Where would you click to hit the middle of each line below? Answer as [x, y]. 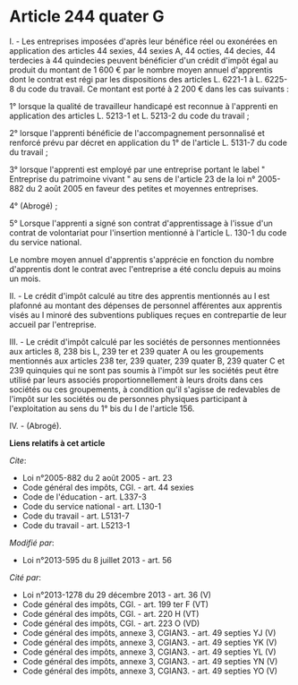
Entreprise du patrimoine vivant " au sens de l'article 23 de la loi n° [132, 179]
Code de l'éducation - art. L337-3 [85, 497]
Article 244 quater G [87, 17]
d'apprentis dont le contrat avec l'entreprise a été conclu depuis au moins [145, 269]
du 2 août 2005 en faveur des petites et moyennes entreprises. [142, 188]
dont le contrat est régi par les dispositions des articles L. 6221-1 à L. [136, 79]
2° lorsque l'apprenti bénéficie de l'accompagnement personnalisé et [137, 133]
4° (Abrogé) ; [34, 205]
